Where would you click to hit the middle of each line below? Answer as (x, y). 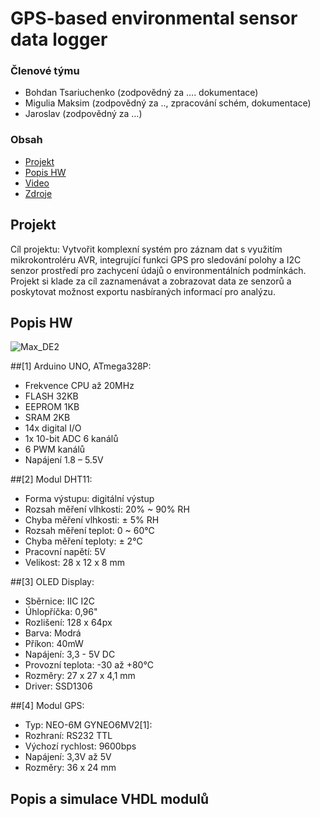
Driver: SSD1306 (58, 686)
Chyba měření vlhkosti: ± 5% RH (92, 520)
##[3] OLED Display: (52, 582)
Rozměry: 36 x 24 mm (70, 768)
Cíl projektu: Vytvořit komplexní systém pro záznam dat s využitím (146, 249)
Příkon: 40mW (54, 644)
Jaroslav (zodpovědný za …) (83, 114)
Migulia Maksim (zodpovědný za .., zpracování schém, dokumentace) (168, 103)
